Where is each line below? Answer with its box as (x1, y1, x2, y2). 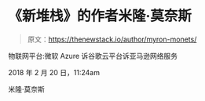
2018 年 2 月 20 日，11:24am (8, 67, 101, 77)
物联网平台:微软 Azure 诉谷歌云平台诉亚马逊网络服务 (8, 51, 178, 60)
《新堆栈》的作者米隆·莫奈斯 (8, 7, 192, 25)
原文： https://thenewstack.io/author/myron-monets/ (27, 34, 197, 44)
